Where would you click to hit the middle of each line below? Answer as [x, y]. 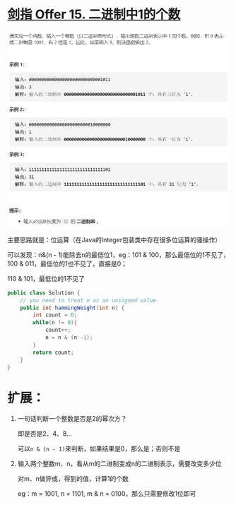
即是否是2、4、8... [45, 434]
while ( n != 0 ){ [55, 323]
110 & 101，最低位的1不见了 [46, 278]
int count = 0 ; [55, 315]
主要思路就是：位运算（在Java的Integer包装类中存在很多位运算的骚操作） [114, 239]
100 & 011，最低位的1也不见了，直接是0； [67, 263]
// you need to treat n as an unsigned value [88, 300]
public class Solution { [44, 293]
